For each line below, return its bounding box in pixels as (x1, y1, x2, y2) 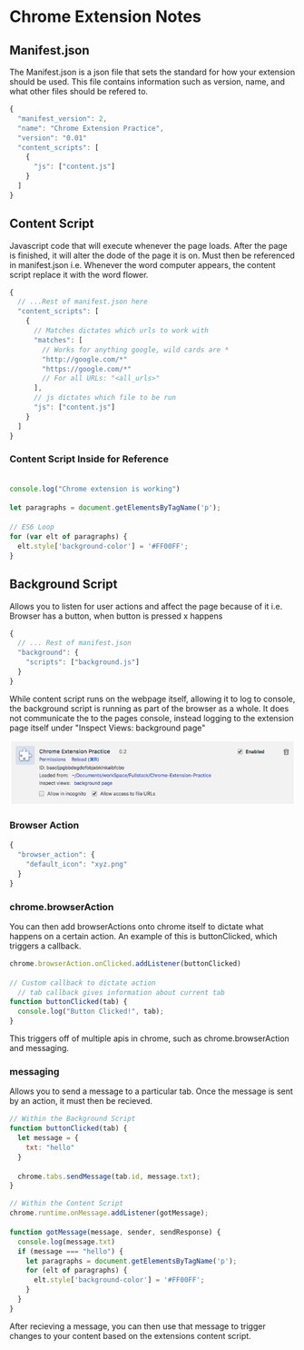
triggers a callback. (9, 940, 82, 951)
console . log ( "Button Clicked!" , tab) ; (17, 1007, 165, 1017)
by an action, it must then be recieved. (9, 1096, 152, 1107)
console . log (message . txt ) (17, 1237, 116, 1246)
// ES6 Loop (9, 522, 54, 532)
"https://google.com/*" (42, 364, 132, 373)
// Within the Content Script (9, 1199, 124, 1208)
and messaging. (9, 1043, 70, 1054)
